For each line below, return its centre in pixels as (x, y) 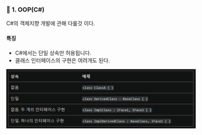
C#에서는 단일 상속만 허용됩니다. (53, 53)
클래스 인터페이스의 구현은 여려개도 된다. (62, 60)
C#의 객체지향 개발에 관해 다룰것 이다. (51, 23)
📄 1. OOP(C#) (26, 10)
